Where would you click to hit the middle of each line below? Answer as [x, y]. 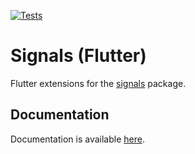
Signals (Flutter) [78, 56]
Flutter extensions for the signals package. [98, 83]
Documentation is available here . [77, 139]
